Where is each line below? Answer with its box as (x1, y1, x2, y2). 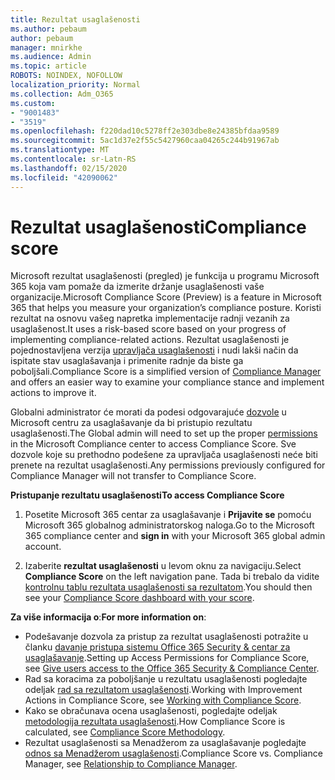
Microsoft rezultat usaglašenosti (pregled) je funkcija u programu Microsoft (10, 270, 320, 282)
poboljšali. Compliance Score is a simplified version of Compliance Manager (10, 366, 322, 378)
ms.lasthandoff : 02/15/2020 (10, 163, 128, 173)
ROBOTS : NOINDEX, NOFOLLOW (10, 71, 123, 81)
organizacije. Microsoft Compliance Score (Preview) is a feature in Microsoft (10, 291, 322, 303)
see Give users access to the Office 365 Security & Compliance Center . (24, 662, 320, 675)
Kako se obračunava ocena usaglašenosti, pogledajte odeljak (24, 705, 278, 717)
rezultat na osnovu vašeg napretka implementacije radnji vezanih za (10, 312, 290, 325)
